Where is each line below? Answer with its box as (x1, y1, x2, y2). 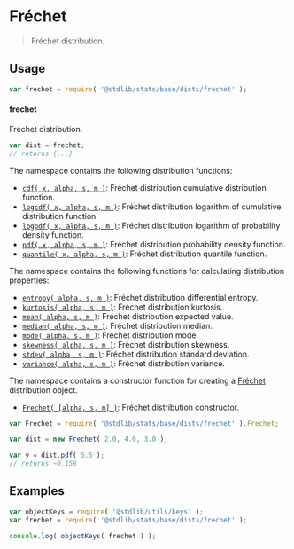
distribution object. (9, 384, 78, 396)
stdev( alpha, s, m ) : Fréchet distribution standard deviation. (21, 349, 250, 359)
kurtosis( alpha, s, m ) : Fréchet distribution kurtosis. (21, 302, 223, 312)
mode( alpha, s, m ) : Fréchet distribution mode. (21, 330, 199, 341)
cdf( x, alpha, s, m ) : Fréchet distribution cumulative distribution (21, 182, 267, 192)
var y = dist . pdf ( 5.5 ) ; (9, 451, 104, 460)
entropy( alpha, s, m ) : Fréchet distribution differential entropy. (21, 292, 259, 302)
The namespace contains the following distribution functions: (9, 165, 233, 176)
